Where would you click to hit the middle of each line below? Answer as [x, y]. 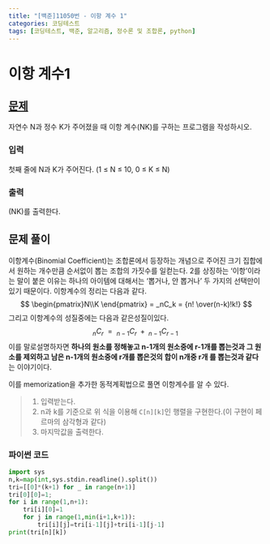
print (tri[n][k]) [38, 532]
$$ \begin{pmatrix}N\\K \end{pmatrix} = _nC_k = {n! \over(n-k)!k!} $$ [136, 304]
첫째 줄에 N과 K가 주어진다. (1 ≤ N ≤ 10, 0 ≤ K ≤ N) [89, 169]
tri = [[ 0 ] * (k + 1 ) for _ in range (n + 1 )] [72, 487]
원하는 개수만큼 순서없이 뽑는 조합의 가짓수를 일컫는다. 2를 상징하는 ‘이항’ [132, 270]
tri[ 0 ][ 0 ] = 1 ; [30, 495]
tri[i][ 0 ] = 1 [43, 510]
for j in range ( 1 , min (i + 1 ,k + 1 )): [79, 517]
